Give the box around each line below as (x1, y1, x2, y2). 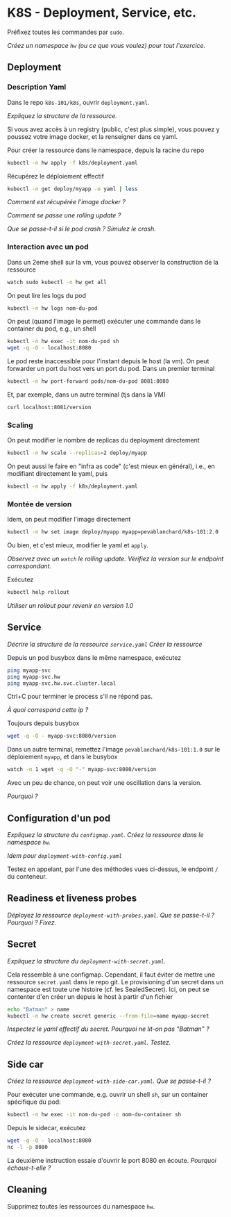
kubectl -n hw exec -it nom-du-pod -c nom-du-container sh (7, 1111, 182, 1118)
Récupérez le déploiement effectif (7, 172, 104, 180)
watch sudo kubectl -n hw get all (7, 279, 108, 285)
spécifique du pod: (7, 1098, 61, 1106)
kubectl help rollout (7, 589, 70, 596)
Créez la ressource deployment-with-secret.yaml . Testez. (7, 1038, 171, 1047)
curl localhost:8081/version (7, 404, 92, 411)
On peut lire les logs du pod (7, 291, 87, 299)
